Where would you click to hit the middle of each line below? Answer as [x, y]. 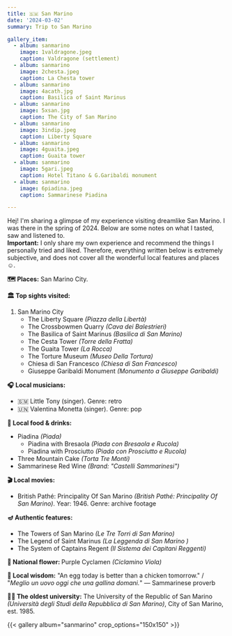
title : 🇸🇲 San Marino [40, 14]
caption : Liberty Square [56, 137]
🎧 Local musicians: [37, 385]
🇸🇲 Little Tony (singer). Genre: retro [70, 401]
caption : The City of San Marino [68, 117]
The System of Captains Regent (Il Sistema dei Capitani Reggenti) [112, 549]
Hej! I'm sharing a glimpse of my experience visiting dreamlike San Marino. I [116, 221]
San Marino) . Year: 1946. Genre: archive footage [87, 503]
